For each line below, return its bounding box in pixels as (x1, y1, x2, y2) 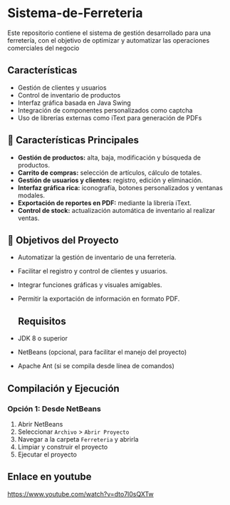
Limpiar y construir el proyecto (17, 442, 108, 451)
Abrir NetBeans (17, 420, 63, 428)
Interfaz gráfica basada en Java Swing (17, 98, 132, 107)
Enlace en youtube (7, 471, 92, 483)
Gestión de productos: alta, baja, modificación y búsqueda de (17, 153, 202, 162)
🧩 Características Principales (7, 134, 139, 147)
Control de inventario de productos (17, 90, 121, 99)
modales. (17, 191, 45, 199)
